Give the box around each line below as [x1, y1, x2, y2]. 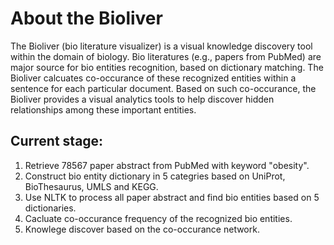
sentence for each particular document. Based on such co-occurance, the [10, 82, 317, 94]
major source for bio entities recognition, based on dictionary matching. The [10, 61, 324, 73]
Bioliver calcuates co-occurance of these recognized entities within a [10, 72, 297, 84]
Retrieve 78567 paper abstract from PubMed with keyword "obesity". [24, 159, 310, 171]
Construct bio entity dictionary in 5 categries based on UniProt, [24, 170, 286, 182]
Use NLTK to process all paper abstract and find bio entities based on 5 [24, 191, 320, 203]
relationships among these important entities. [10, 103, 197, 116]
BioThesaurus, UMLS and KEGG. [24, 180, 159, 192]
